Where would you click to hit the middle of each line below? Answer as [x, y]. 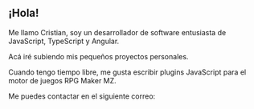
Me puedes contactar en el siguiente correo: [82, 96]
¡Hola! [24, 13]
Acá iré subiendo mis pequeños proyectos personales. [98, 56]
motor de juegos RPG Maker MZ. [62, 80]
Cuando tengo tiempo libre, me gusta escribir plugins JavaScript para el [127, 72]
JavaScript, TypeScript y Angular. [64, 41]
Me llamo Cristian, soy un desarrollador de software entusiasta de [117, 32]
